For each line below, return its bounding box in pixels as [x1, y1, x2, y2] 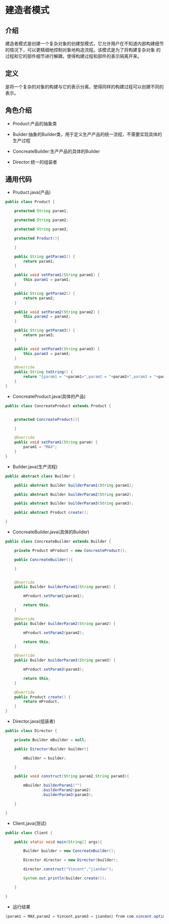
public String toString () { [14, 369, 73, 375]
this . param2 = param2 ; [23, 314, 71, 319]
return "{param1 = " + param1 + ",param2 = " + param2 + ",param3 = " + [23, 374, 158, 380]
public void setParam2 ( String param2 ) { [14, 310, 100, 315]
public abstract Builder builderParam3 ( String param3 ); [14, 501, 134, 506]
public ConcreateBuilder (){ [14, 557, 73, 562]
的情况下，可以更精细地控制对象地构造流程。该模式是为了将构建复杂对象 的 [5, 47, 161, 53]
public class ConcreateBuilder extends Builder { [5, 539, 112, 544]
